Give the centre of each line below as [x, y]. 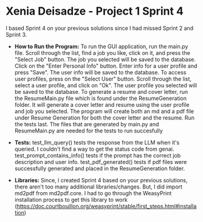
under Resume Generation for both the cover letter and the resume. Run [105, 118]
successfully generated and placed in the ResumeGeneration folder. [100, 168]
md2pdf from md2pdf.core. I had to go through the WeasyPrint [93, 193]
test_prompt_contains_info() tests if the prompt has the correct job [98, 155]
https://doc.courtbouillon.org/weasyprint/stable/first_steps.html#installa [107, 206]
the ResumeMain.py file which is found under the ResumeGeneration [100, 98]
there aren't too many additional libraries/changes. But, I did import [98, 187]
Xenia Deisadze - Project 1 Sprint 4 [95, 11]
